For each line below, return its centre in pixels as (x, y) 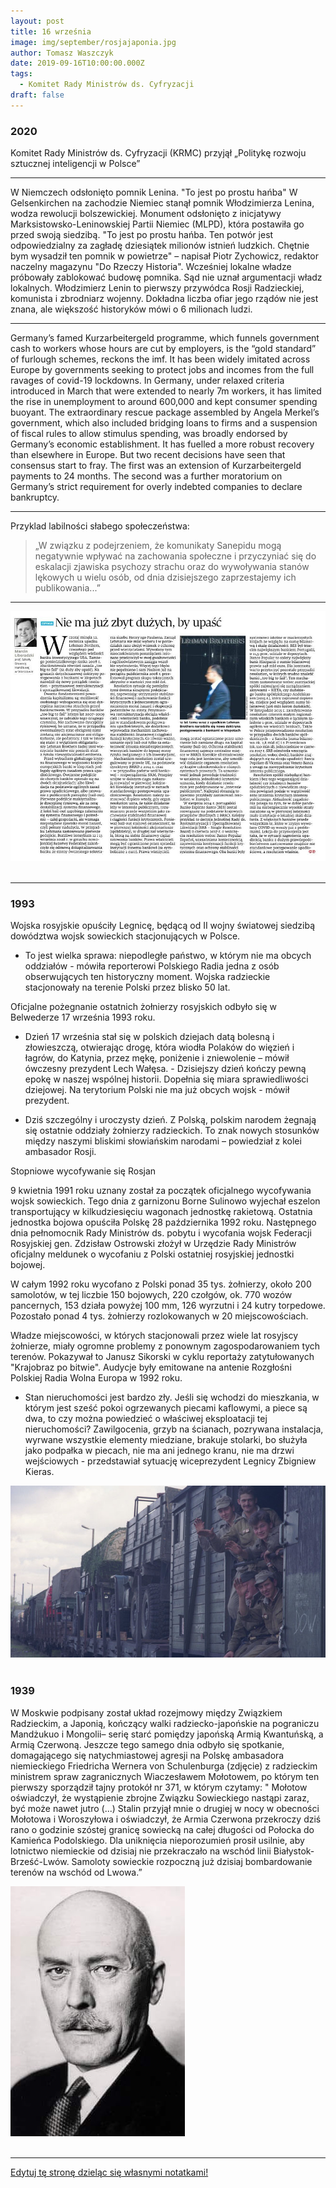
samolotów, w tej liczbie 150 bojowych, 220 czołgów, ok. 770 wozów (151, 1294)
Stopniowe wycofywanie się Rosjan (83, 1171)
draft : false (37, 95)
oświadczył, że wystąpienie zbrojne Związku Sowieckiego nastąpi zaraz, (160, 1797)
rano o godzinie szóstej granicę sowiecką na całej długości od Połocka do (162, 1829)
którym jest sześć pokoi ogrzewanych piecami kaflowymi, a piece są (166, 1407)
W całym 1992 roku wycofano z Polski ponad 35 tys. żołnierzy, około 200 (161, 1284)
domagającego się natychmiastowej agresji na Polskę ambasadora (147, 1755)
